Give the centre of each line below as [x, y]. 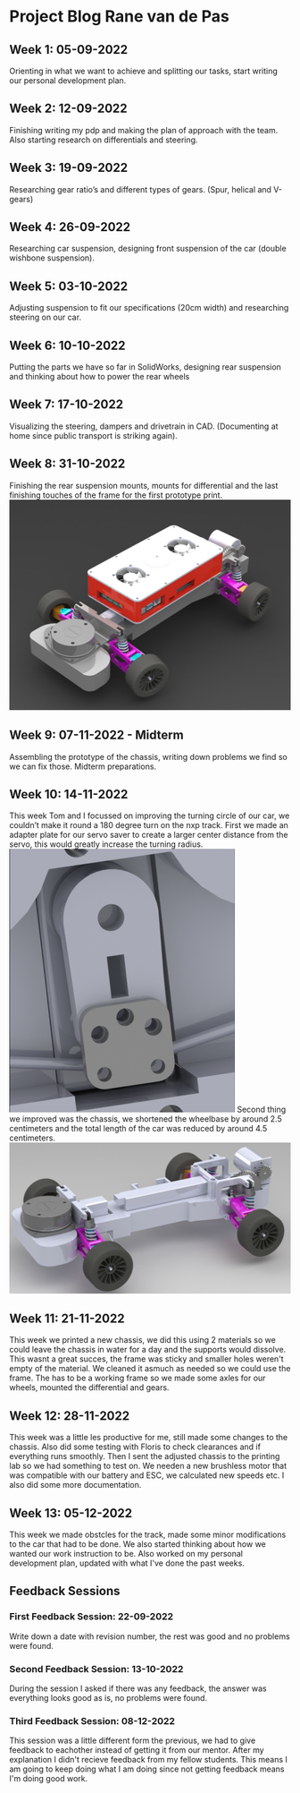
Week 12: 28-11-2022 [70, 1416]
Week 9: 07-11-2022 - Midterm [97, 735]
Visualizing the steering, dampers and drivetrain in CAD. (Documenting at [144, 426]
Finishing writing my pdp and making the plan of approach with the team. [144, 130]
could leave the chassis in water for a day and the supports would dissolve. [148, 1350]
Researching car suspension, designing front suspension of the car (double [148, 249]
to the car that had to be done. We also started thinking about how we [137, 1544]
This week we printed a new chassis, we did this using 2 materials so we [143, 1340]
